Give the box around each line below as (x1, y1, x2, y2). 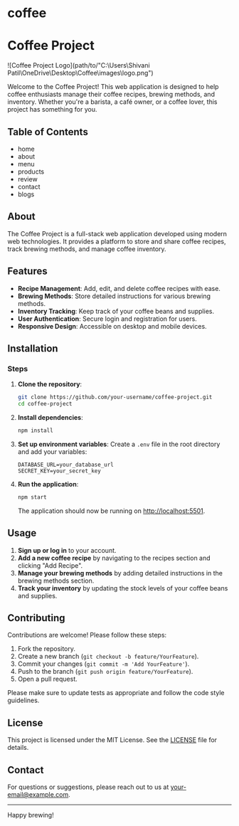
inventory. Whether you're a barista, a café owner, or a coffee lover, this (7, 97, 218, 106)
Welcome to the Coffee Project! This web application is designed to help (7, 83, 219, 91)
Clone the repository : (17, 380, 83, 388)
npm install (17, 427, 53, 434)
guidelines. (7, 696, 40, 705)
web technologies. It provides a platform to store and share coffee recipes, (7, 237, 226, 245)
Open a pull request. (17, 674, 78, 684)
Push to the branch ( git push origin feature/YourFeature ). (17, 667, 193, 676)
